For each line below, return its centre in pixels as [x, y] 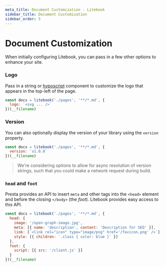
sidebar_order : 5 [23, 19]
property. [15, 138]
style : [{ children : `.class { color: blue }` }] [66, 237]
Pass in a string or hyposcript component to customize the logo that [74, 86]
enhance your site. [24, 62]
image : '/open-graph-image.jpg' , [48, 223]
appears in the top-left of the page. [41, 91]
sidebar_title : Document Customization [46, 14]
